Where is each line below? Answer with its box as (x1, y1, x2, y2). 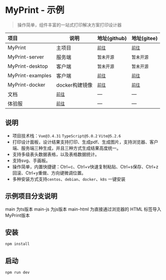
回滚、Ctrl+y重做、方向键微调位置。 (12, 169, 86, 176)
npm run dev (5, 270, 30, 275)
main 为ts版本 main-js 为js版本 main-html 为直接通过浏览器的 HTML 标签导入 (5, 206, 162, 212)
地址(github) (97, 35, 127, 42)
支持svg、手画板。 (12, 157, 51, 164)
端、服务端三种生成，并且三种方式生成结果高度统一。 (12, 145, 121, 151)
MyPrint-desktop (7, 62, 48, 69)
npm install (5, 241, 30, 247)
